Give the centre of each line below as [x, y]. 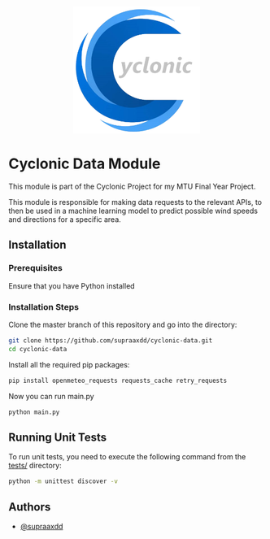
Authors [30, 507]
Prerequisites [35, 268]
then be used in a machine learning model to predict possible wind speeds [133, 211]
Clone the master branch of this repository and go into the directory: [123, 324]
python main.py [34, 412]
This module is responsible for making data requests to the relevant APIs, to [135, 202]
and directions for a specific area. [65, 219]
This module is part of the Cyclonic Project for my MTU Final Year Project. [132, 186]
